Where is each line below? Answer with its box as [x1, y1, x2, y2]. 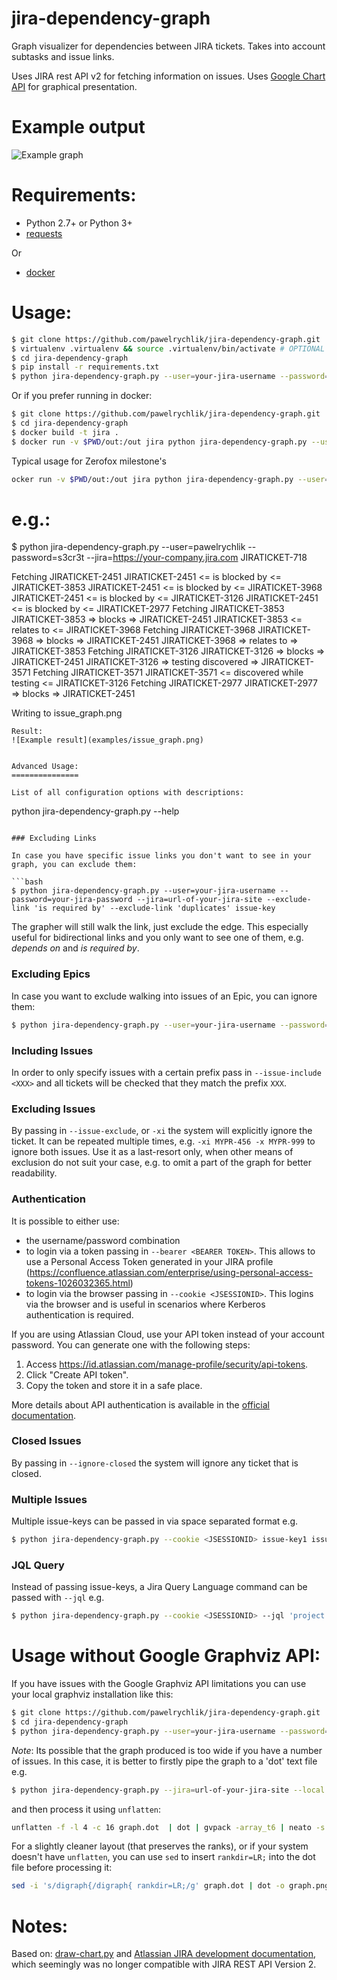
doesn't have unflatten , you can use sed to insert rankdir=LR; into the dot [11, 1851, 316, 1863]
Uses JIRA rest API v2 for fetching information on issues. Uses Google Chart [11, 70, 326, 82]
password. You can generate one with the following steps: [11, 1338, 251, 1351]
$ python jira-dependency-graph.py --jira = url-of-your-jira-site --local [11, 1785, 326, 1795]
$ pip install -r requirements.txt [11, 362, 160, 372]
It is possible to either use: [11, 1215, 120, 1227]
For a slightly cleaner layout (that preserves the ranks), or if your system [11, 1840, 309, 1852]
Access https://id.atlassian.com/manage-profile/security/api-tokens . [25, 1358, 309, 1370]
